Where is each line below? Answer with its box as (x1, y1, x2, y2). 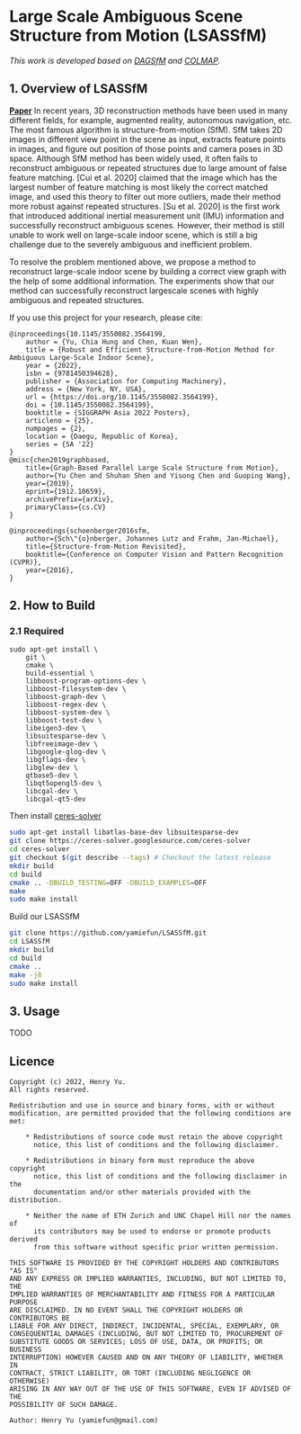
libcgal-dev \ (25, 787, 78, 796)
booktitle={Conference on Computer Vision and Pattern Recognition (25, 550, 283, 559)
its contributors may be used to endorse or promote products (32, 1227, 271, 1236)
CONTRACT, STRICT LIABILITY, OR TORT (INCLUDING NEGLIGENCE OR (9, 1369, 252, 1378)
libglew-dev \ (25, 763, 78, 773)
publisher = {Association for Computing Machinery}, (25, 376, 227, 386)
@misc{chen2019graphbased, (9, 455, 111, 464)
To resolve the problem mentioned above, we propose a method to (9, 256, 256, 267)
